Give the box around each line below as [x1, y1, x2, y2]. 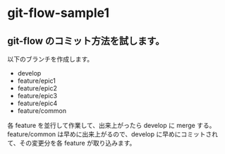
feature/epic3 [17, 92, 58, 100]
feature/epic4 [17, 99, 58, 107]
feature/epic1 [17, 76, 56, 85]
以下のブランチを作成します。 [7, 55, 94, 63]
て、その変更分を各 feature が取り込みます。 [7, 139, 136, 147]
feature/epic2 [17, 84, 58, 93]
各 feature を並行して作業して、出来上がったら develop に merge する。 [7, 122, 216, 129]
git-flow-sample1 [7, 5, 110, 21]
